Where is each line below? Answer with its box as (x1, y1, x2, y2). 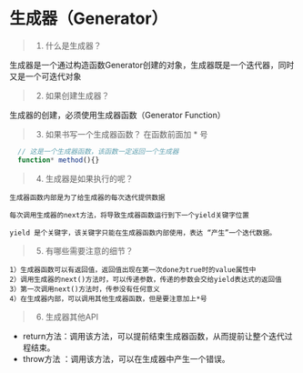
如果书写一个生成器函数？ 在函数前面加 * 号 (45, 128, 208, 139)
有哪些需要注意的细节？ (45, 245, 134, 256)
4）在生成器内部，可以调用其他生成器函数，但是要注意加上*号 (9, 294, 207, 303)
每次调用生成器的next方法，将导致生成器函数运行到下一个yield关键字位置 (9, 210, 250, 219)
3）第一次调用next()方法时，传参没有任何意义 (9, 284, 161, 294)
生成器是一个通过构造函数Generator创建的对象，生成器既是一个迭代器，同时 (9, 59, 295, 70)
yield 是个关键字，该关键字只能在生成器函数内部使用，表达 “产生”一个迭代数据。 (9, 228, 277, 237)
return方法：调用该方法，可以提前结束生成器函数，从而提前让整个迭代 (22, 330, 285, 341)
